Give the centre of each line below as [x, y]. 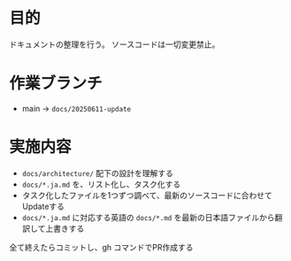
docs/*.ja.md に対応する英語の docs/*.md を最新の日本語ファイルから [148, 217]
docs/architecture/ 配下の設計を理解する [98, 173]
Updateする [43, 206]
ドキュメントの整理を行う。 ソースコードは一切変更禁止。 [115, 44]
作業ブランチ [56, 84]
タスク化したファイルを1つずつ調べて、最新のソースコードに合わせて [147, 195]
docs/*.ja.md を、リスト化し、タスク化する [101, 184]
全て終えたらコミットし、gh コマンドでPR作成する [101, 247]
